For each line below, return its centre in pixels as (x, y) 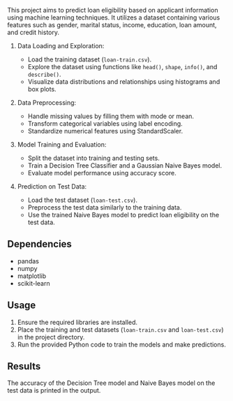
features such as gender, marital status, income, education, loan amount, (112, 25)
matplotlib (32, 276)
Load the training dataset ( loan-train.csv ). (90, 59)
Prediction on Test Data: (52, 187)
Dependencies (39, 244)
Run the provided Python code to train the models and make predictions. (122, 344)
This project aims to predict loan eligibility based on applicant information (113, 10)
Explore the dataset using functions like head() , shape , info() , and (122, 67)
